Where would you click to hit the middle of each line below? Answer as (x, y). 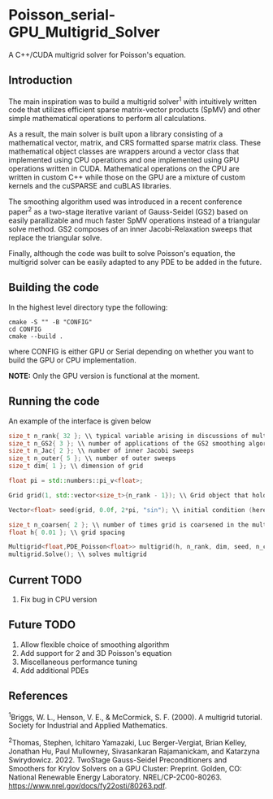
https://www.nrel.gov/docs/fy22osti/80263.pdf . (88, 785)
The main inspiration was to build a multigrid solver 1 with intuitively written (133, 101)
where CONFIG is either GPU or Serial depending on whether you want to (131, 351)
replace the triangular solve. (55, 238)
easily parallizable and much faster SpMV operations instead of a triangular (134, 220)
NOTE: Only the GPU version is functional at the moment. (104, 376)
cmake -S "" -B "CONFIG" (50, 322)
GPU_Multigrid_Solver (84, 32)
